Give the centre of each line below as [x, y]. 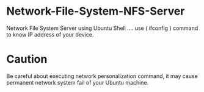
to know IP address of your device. [50, 34]
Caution [27, 59]
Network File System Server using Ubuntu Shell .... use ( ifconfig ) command [102, 28]
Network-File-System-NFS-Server [96, 11]
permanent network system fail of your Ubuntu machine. [78, 82]
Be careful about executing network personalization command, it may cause [102, 76]
